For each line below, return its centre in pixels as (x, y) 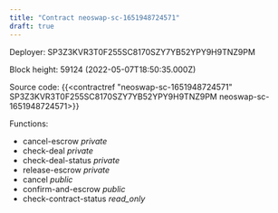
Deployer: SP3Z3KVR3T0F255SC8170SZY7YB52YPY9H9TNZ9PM (133, 51)
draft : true (32, 26)
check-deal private (58, 151)
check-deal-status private (71, 160)
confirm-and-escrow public (74, 189)
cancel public (48, 179)
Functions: (29, 124)
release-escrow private (66, 170)
